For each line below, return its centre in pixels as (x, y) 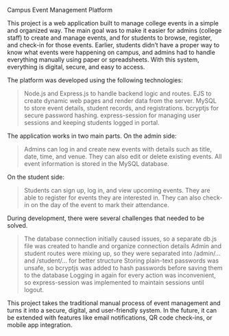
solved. (17, 225)
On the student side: (36, 177)
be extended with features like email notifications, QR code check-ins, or (110, 317)
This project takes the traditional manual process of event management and (114, 303)
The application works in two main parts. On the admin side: (92, 136)
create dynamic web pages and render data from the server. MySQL (120, 101)
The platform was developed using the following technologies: (95, 80)
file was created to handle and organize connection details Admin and (122, 246)
